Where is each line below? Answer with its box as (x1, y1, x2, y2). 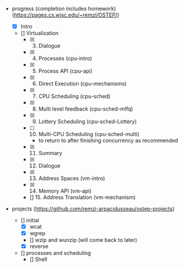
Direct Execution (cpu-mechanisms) (38, 80, 127, 87)
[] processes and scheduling (20, 250, 91, 257)
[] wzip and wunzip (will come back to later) (29, 237, 138, 244)
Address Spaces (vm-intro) (38, 175, 105, 182)
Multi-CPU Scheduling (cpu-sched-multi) (38, 131, 140, 138)
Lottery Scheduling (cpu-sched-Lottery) (38, 118, 137, 125)
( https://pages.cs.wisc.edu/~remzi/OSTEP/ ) (11, 11, 120, 18)
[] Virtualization (20, 30, 59, 37)
